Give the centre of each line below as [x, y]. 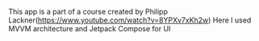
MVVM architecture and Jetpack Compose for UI [90, 29]
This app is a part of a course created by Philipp [88, 12]
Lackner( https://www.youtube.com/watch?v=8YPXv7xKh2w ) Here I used [130, 20]
